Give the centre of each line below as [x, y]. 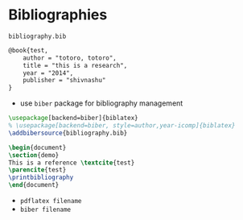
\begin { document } [37, 147]
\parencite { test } [37, 170]
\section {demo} [34, 155]
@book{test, [28, 50]
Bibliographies [58, 15]
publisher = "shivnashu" [64, 81]
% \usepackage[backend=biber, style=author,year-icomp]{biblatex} [122, 126]
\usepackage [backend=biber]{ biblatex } [73, 118]
